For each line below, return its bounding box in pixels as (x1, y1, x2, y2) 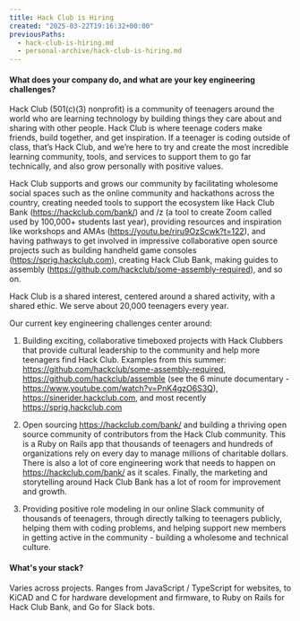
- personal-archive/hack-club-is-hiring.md (17, 47, 182, 56)
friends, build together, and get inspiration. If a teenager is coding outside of (9, 132, 291, 144)
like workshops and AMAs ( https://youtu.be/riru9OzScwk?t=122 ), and (9, 226, 266, 237)
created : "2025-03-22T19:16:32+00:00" (9, 22, 154, 31)
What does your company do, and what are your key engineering (9, 74, 255, 85)
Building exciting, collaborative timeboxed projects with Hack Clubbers (21, 336, 284, 346)
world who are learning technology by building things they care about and (9, 113, 282, 124)
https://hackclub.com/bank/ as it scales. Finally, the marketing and (21, 468, 269, 478)
